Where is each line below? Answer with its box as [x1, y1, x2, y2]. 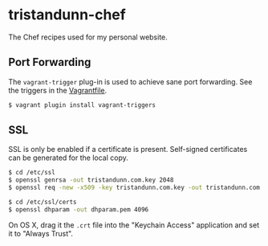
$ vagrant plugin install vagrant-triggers [8, 100, 156, 109]
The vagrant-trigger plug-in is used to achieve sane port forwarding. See [8, 76, 253, 86]
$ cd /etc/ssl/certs [8, 199, 78, 207]
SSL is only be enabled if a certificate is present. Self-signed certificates [8, 145, 248, 154]
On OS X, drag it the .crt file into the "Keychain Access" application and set [8, 219, 259, 230]
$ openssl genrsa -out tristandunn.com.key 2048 [8, 176, 174, 184]
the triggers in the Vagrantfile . [8, 85, 108, 95]
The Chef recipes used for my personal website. [8, 32, 169, 42]
